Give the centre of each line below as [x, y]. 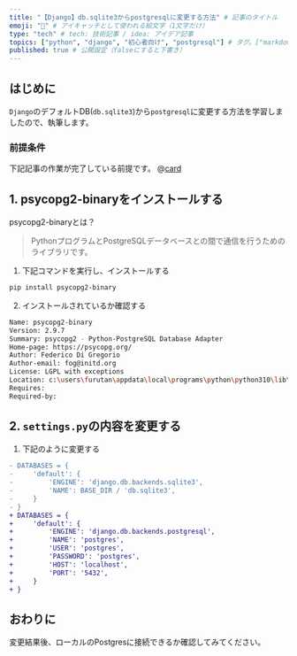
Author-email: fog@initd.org [63, 364]
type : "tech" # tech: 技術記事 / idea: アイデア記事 [102, 34]
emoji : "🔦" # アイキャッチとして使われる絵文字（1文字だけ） [109, 26]
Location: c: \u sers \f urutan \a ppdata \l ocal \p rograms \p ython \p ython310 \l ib [148, 380]
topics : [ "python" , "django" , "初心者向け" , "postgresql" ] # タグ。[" [136, 42]
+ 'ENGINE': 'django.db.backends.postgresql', [112, 532]
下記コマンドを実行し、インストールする [95, 271]
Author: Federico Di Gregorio [65, 355]
